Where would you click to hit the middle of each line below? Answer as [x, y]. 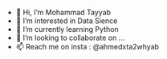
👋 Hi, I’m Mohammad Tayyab [63, 12]
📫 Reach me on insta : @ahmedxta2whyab [87, 47]
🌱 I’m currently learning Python [67, 29]
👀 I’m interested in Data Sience [67, 21]
